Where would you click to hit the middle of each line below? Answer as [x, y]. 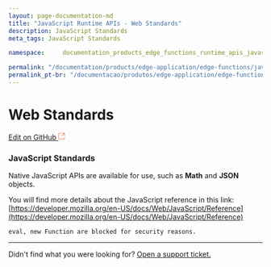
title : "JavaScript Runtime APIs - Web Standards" [95, 23]
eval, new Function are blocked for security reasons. [102, 232]
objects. [22, 184]
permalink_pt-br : [38, 75]
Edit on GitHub [33, 137]
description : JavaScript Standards [68, 31]
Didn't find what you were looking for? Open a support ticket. [110, 254]
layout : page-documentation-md [61, 16]
